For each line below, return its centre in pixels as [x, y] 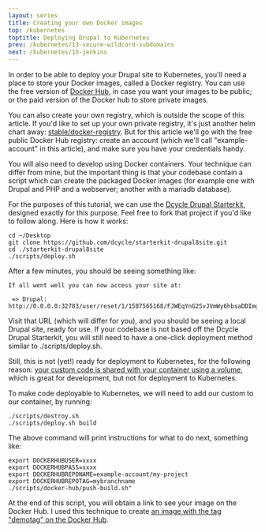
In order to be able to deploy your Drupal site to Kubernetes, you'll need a [127, 75]
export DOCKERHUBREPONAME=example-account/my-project [99, 474]
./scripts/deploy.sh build [52, 423]
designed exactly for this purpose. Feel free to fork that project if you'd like [130, 213]
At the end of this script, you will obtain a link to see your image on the [123, 503]
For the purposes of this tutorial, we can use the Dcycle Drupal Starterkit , [127, 204]
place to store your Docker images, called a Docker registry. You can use [127, 83]
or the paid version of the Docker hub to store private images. [108, 100]
